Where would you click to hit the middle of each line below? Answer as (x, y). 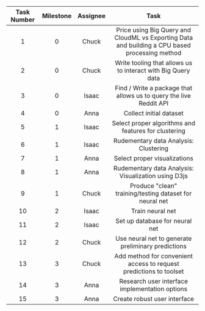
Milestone (57, 16)
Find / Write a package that (154, 88)
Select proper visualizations (153, 158)
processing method (154, 53)
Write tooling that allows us (154, 63)
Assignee (91, 16)
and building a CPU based (153, 45)
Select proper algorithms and (153, 123)
